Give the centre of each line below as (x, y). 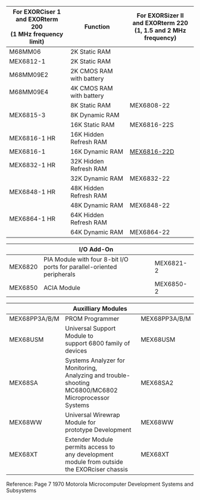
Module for (81, 422)
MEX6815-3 (27, 115)
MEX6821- (171, 263)
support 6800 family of (98, 343)
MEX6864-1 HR (32, 219)
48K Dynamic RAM (97, 205)
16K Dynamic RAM (97, 152)
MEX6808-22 (150, 105)
